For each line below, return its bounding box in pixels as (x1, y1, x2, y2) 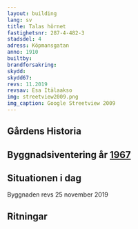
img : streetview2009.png (7, 94, 79, 101)
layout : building (7, 10, 57, 17)
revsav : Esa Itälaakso (7, 87, 72, 94)
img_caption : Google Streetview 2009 (7, 100, 116, 107)
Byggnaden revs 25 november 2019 (7, 190, 109, 199)
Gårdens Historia (7, 126, 81, 137)
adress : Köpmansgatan (7, 42, 70, 49)
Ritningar (7, 210, 48, 222)
